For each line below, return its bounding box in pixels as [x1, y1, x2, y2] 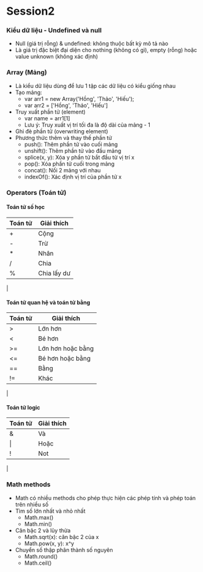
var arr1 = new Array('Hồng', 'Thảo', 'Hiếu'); [24, 95, 135, 102]
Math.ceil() [24, 559, 52, 566]
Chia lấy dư [38, 269, 71, 277]
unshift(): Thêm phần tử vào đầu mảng [24, 147, 122, 154]
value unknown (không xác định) [15, 53, 98, 61]
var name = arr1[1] [24, 114, 70, 122]
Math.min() [24, 520, 53, 527]
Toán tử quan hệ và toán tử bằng [6, 298, 90, 306]
